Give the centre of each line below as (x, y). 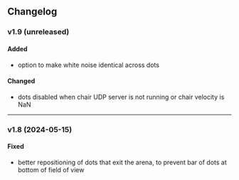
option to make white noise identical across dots (89, 65)
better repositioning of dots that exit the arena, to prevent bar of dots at (122, 162)
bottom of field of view (51, 169)
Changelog (32, 12)
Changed (21, 81)
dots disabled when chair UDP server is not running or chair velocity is (121, 97)
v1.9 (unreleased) (38, 32)
